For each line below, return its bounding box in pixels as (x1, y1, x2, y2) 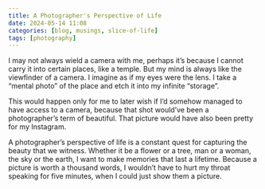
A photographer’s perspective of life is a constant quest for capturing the (8, 137, 247, 148)
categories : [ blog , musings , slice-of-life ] (8, 26, 158, 34)
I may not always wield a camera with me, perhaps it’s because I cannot (8, 56, 244, 65)
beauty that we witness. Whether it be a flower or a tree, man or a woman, (8, 146, 252, 156)
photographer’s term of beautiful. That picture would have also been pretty (8, 113, 254, 124)
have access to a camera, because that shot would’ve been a (8, 105, 209, 115)
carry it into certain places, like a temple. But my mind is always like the (8, 65, 243, 74)
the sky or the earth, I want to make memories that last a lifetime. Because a (8, 155, 257, 164)
